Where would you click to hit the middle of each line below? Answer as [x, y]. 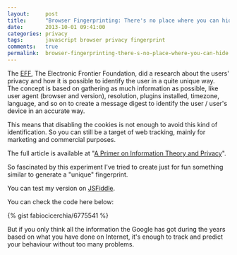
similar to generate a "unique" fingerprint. [68, 174]
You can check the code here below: [61, 201]
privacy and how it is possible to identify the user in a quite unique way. [111, 81]
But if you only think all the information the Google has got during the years [116, 229]
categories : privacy [38, 34]
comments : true [33, 47]
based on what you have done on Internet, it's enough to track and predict [115, 237]
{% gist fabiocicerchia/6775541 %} [58, 215]
